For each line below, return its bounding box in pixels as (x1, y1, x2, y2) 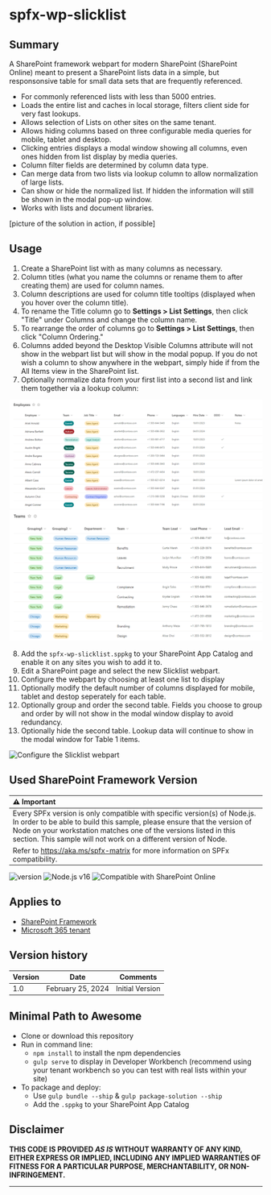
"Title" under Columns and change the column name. (20, 314, 198, 324)
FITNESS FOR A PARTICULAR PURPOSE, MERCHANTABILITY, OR (9, 1161, 229, 1171)
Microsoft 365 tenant (20, 925, 91, 935)
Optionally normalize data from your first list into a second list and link (20, 375, 253, 384)
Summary (9, 38, 60, 52)
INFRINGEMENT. (9, 1170, 66, 1180)
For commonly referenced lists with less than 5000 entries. (20, 92, 216, 102)
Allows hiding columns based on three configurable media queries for (20, 127, 253, 135)
